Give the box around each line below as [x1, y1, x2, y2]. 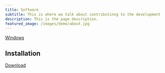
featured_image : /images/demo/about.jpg [5, 21, 90, 26]
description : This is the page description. [5, 16, 99, 21]
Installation [5, 49, 41, 58]
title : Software [5, 7, 39, 12]
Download [5, 63, 26, 69]
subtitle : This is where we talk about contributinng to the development [5, 12, 161, 17]
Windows [5, 35, 25, 41]
